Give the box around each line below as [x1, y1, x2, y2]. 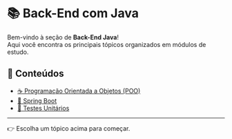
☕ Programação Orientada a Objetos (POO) [17, 86, 141, 95]
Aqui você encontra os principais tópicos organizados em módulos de [7, 40, 206, 48]
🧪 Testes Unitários [17, 104, 70, 112]
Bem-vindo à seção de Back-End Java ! [7, 33, 119, 41]
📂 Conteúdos [7, 68, 64, 80]
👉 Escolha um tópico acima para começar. [7, 124, 130, 132]
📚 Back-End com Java [7, 6, 139, 21]
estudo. [7, 48, 29, 56]
